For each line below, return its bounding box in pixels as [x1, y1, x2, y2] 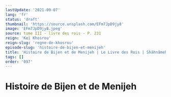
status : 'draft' [5, 17, 40, 22]
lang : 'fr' [5, 12, 28, 17]
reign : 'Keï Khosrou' [5, 36, 51, 41]
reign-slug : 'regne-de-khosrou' [5, 40, 74, 45]
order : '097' [5, 59, 33, 64]
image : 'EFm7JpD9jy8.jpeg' [5, 26, 63, 31]
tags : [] [5, 54, 24, 60]
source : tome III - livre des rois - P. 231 [5, 31, 101, 36]
